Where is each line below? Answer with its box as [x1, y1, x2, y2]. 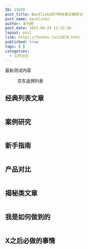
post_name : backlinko [5, 16, 50, 21]
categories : [5, 49, 29, 53]
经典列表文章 [5, 94, 44, 102]
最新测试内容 [5, 67, 31, 73]
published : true [5, 40, 38, 45]
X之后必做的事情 [5, 236, 56, 245]
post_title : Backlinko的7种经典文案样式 [5, 12, 83, 17]
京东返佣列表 [17, 78, 43, 84]
